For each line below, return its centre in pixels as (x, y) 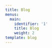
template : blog (21, 38)
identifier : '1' (31, 24)
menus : (12, 14)
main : (15, 19)
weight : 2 (24, 33)
